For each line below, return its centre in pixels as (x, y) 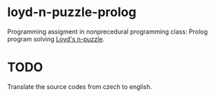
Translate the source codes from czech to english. (80, 86)
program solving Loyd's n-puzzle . (56, 38)
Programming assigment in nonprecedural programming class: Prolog (107, 31)
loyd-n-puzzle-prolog (72, 12)
